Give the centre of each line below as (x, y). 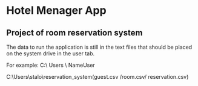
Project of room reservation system (74, 33)
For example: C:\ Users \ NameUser (51, 65)
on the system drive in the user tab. (51, 54)
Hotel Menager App (57, 11)
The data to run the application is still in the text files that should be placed (99, 47)
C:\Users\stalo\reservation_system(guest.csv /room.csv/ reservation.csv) (97, 77)
